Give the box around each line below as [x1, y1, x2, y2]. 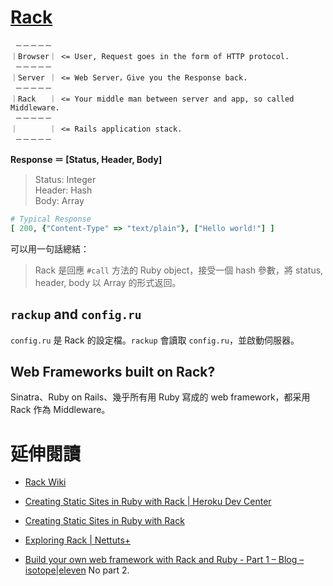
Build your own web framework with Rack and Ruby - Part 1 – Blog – [24, 554, 305, 566]
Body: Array [34, 194, 85, 206]
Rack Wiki [24, 476, 67, 488]
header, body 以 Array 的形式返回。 [34, 276, 182, 288]
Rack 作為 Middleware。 [10, 404, 111, 416]
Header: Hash [34, 184, 93, 196]
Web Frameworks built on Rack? [10, 363, 216, 380]
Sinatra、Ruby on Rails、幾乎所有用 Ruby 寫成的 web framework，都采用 [10, 391, 311, 403]
